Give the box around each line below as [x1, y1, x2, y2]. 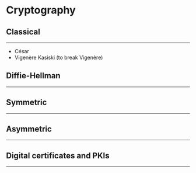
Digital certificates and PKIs [6, 150, 110, 161]
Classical [6, 27, 41, 37]
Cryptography [6, 4, 76, 17]
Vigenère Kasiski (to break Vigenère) [14, 54, 103, 61]
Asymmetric [6, 124, 52, 134]
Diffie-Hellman [6, 71, 61, 81]
